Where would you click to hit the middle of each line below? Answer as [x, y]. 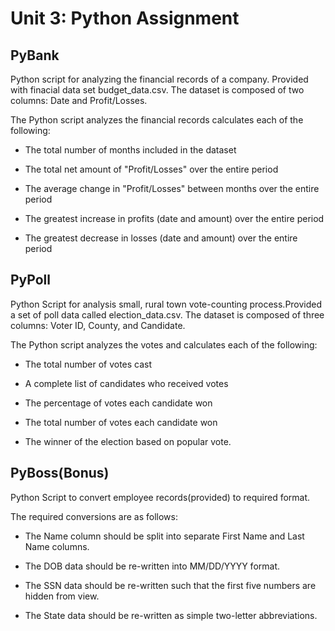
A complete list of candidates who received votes [126, 383]
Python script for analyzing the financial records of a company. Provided [159, 79]
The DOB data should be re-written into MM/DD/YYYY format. [152, 566]
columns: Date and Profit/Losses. [79, 100]
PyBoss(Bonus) [60, 473]
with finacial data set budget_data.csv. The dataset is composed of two [157, 90]
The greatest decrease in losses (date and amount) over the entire [161, 238]
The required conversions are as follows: [94, 516]
